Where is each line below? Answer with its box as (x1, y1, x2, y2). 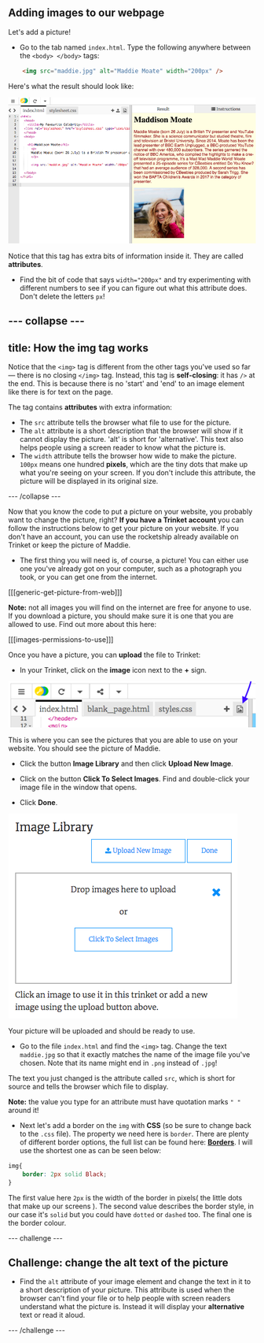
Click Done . (19, 797, 58, 807)
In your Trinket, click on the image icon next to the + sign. (19, 666, 207, 675)
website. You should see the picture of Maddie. (8, 744, 161, 753)
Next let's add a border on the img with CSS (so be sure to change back (19, 1120, 251, 1130)
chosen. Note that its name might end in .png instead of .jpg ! (19, 1058, 218, 1067)
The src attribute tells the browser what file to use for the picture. (19, 417, 232, 428)
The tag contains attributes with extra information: (8, 403, 173, 412)
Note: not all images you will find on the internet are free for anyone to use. (8, 603, 251, 613)
